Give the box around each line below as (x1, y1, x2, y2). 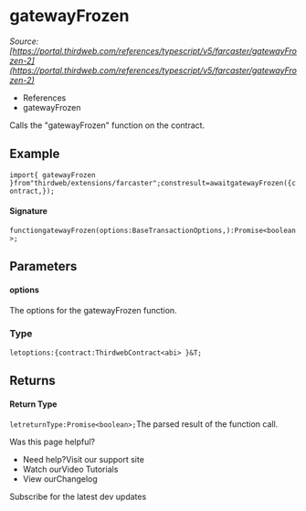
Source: (9, 36, 39, 47)
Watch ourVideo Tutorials (22, 463, 119, 475)
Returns (9, 373, 57, 389)
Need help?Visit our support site (22, 454, 144, 465)
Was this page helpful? (9, 436, 96, 448)
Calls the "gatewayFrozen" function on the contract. (9, 120, 206, 131)
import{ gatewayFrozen (9, 170, 96, 179)
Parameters (9, 259, 78, 274)
